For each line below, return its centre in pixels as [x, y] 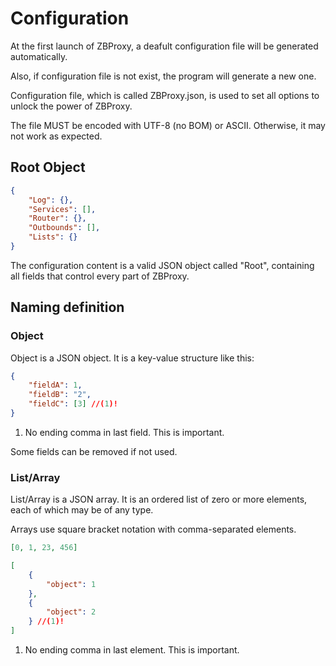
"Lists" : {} [53, 237]
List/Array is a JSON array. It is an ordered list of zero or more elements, [159, 499]
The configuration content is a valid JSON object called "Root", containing [162, 265]
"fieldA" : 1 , [55, 385]
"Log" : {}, [51, 200]
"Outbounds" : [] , [64, 228]
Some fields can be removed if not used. [94, 451]
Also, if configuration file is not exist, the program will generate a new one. [163, 76]
